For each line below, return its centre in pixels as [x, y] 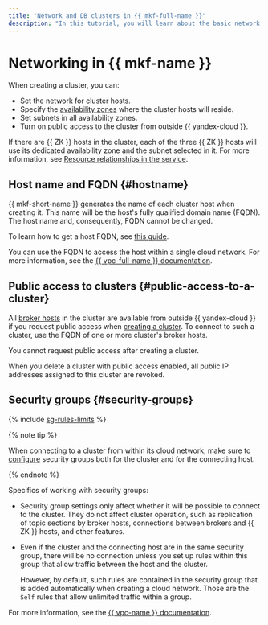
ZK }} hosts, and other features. [72, 531]
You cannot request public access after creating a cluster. [104, 351]
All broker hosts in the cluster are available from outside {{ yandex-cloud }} [132, 318]
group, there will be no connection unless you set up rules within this [134, 555]
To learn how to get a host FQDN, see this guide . [89, 236]
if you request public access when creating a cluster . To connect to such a [132, 327]
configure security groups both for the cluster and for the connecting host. [132, 458]
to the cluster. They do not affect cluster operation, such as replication [136, 514]
